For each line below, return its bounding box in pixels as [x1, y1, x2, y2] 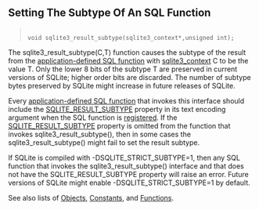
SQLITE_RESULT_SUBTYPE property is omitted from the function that [8, 121, 231, 130]
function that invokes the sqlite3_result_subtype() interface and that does [8, 161, 245, 171]
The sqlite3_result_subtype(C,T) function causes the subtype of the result [8, 47, 246, 57]
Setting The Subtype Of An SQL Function [8, 6, 211, 20]
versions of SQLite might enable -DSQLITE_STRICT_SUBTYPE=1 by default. [8, 178, 250, 187]
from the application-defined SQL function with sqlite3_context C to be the [8, 56, 249, 65]
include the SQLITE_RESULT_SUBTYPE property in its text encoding [8, 104, 226, 114]
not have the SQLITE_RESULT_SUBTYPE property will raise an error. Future [8, 169, 249, 179]
